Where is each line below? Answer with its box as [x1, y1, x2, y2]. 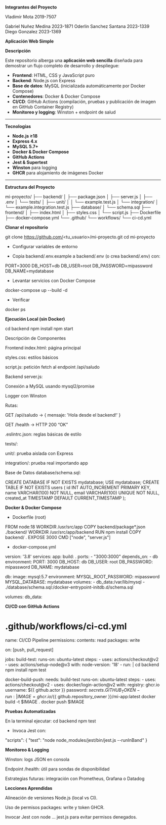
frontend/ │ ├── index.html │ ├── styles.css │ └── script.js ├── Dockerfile [5, 210, 161, 215]
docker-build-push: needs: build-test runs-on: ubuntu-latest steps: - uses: [5, 676, 157, 682]
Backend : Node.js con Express [12, 78, 76, 83]
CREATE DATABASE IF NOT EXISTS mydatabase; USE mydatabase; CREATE [5, 479, 160, 485]
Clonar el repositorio [5, 224, 48, 230]
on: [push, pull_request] [5, 647, 54, 653]
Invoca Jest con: [12, 727, 46, 733]
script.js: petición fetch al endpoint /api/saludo [5, 364, 100, 370]
